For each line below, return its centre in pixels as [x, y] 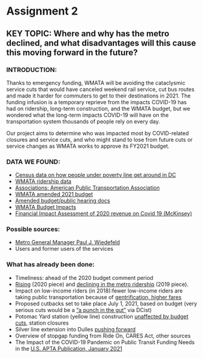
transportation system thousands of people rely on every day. [83, 121]
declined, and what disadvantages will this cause [101, 43]
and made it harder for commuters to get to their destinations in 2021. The [98, 96]
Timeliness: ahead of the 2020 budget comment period [84, 277]
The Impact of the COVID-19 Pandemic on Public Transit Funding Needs [105, 342]
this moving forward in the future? [72, 52]
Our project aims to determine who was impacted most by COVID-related [98, 133]
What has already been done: [51, 265]
